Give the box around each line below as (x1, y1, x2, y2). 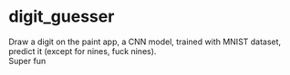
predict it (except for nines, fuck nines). (8, 45, 157, 56)
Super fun (8, 55, 47, 66)
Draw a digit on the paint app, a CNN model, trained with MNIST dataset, (8, 36, 282, 47)
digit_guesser (8, 6, 115, 27)
